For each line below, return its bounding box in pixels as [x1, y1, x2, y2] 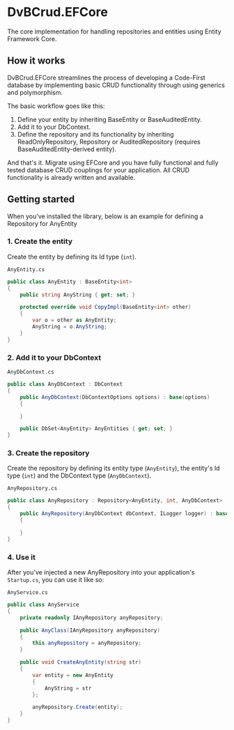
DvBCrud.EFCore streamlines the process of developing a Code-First [7, 73, 205, 82]
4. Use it [7, 552, 36, 562]
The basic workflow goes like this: [7, 102, 105, 110]
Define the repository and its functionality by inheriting [17, 130, 174, 138]
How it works [7, 55, 65, 67]
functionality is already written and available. [7, 173, 136, 181]
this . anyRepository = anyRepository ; [32, 639, 141, 647]
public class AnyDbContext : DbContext [7, 381, 123, 388]
